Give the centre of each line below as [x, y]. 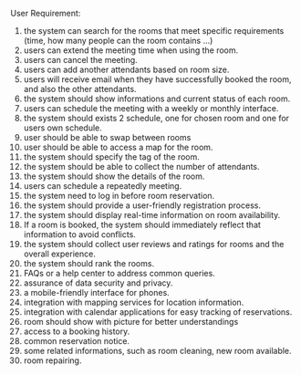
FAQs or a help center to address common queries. [119, 273]
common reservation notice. [77, 341]
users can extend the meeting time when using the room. [131, 50]
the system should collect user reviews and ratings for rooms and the [154, 244]
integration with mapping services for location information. [134, 302]
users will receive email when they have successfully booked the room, [157, 79]
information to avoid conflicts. [79, 234]
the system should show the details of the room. [114, 176]
